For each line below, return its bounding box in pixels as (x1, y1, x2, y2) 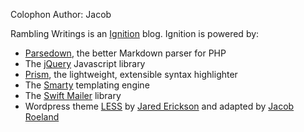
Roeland (24, 111, 60, 123)
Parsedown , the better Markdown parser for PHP (24, 47, 227, 59)
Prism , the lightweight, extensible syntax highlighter (24, 69, 238, 80)
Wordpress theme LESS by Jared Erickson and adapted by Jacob (24, 100, 295, 112)
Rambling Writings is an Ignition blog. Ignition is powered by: (10, 28, 260, 39)
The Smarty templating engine (24, 79, 150, 91)
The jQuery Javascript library (24, 58, 146, 69)
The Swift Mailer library (24, 90, 122, 101)
